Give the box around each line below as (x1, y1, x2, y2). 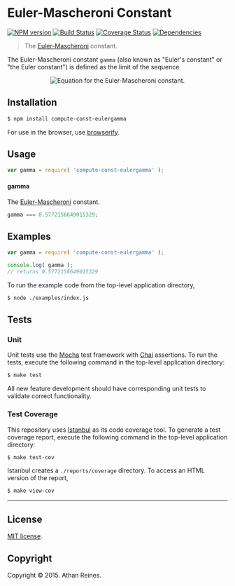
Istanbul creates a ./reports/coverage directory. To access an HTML (7, 466, 205, 475)
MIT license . (7, 532, 43, 540)
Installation (7, 97, 57, 109)
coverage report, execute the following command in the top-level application (7, 432, 228, 441)
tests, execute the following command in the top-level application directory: (7, 358, 225, 367)
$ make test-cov (7, 454, 55, 461)
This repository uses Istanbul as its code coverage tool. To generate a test (7, 425, 221, 434)
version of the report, (7, 474, 69, 482)
